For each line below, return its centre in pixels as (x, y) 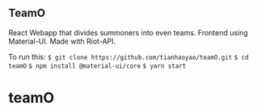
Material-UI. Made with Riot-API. (62, 41)
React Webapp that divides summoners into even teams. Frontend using (128, 32)
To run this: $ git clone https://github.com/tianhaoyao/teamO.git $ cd (128, 56)
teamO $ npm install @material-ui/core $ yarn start (97, 66)
